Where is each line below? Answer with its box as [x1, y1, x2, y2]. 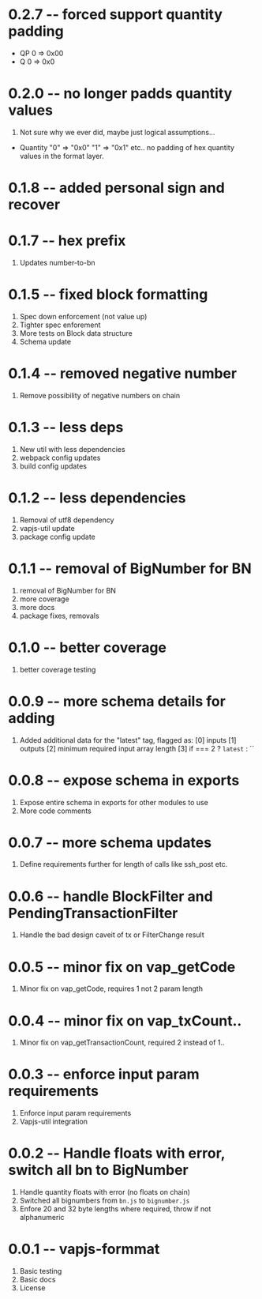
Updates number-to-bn [19, 258, 95, 267]
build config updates [19, 461, 87, 471]
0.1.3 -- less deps [8, 419, 124, 436]
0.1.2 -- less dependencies [8, 489, 186, 506]
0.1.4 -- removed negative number [8, 365, 238, 382]
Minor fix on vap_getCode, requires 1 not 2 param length [19, 984, 204, 993]
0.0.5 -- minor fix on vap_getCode [8, 958, 236, 976]
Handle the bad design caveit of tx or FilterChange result [19, 930, 204, 939]
